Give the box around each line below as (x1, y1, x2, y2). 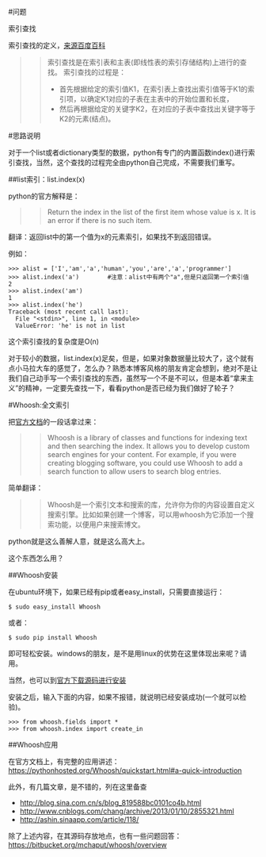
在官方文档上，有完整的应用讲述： (8, 757, 120, 766)
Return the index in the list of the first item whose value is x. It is (47, 207, 256, 217)
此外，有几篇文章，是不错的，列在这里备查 (8, 782, 147, 791)
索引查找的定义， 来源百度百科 (8, 40, 105, 50)
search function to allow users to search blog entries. (47, 467, 222, 476)
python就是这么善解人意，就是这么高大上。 (8, 536, 149, 546)
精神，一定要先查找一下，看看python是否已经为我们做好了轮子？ (25, 383, 236, 393)
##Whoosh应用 (8, 740, 59, 749)
